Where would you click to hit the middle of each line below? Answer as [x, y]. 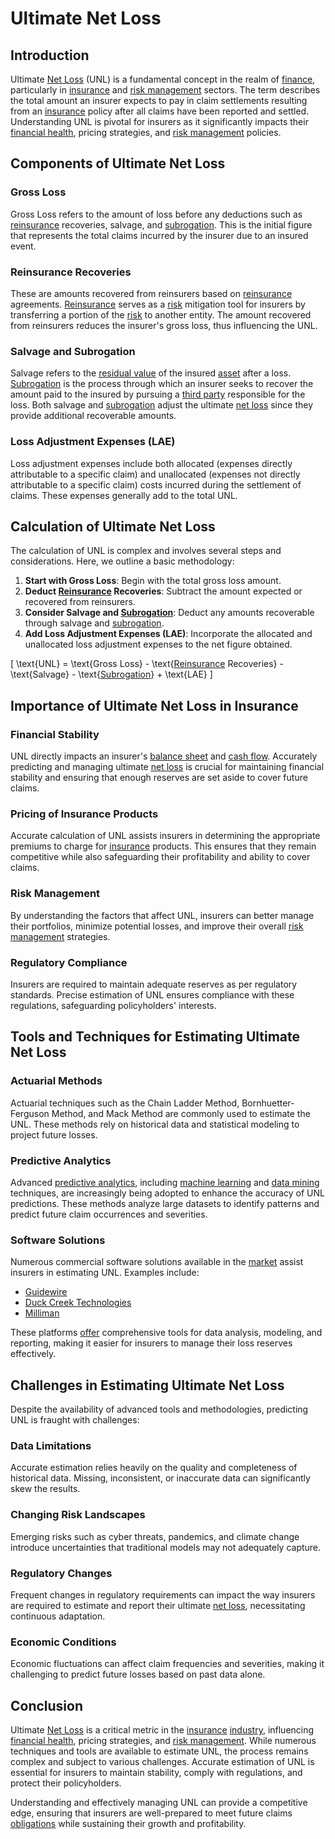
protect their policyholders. [66, 1783]
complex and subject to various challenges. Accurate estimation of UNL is [162, 1762]
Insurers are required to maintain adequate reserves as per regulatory [154, 984]
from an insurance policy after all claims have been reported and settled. [160, 111]
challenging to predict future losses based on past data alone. [138, 1674]
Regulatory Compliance [69, 962]
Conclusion [47, 1705]
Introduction [50, 55]
